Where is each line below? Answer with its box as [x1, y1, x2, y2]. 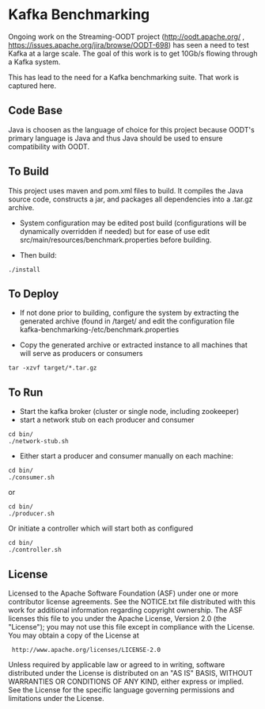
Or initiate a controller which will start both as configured [8, 523, 194, 533]
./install [8, 266, 41, 274]
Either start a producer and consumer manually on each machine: [19, 451, 233, 461]
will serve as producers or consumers [19, 349, 143, 358]
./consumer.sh [8, 473, 55, 481]
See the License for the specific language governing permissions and [8, 685, 235, 695]
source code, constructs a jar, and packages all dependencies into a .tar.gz [8, 194, 253, 204]
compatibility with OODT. [8, 141, 89, 151]
